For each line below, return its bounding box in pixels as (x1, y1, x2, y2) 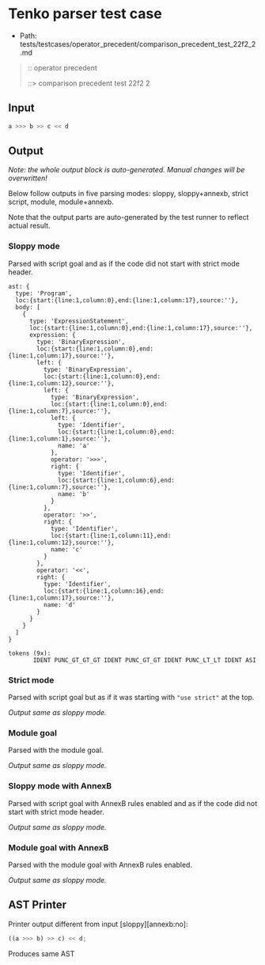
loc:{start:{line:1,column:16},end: (43, 587, 165, 595)
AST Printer (8, 899, 67, 912)
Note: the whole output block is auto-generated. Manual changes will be (8, 165, 245, 175)
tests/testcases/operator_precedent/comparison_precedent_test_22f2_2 (19, 39, 256, 48)
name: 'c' (50, 545, 83, 554)
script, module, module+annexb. (8, 197, 115, 206)
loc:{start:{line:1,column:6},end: (58, 476, 176, 484)
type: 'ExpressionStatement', (28, 317, 129, 325)
